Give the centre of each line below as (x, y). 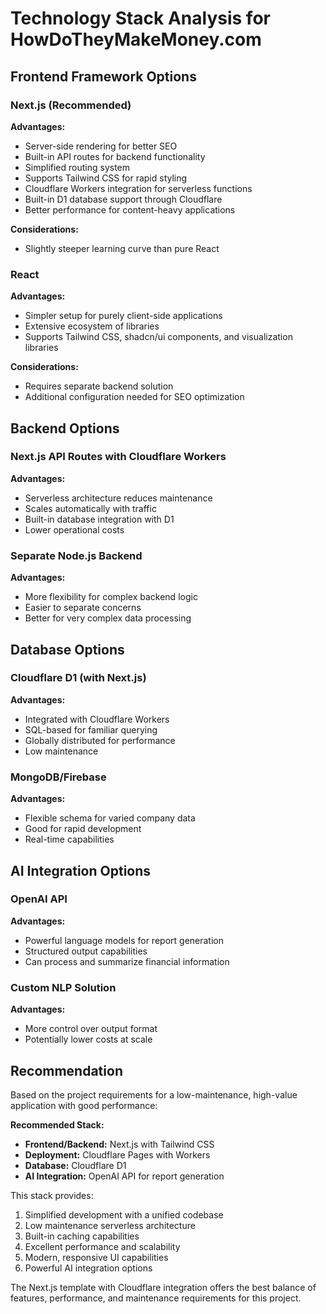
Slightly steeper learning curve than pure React (122, 248)
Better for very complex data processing (108, 618)
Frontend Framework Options (103, 76)
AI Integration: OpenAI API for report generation (124, 1176)
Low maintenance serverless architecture (110, 1225)
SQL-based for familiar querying (91, 729)
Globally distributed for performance (100, 740)
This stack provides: (52, 1195)
